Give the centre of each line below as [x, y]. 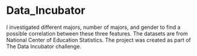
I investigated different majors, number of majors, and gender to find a [93, 27]
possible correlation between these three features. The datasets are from [97, 33]
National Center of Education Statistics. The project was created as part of [99, 40]
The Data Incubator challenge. [44, 46]
